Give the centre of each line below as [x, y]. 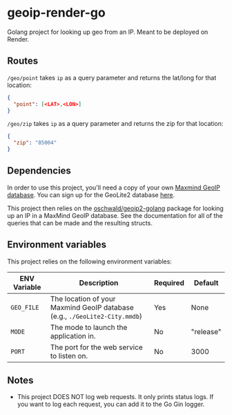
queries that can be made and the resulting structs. [80, 223]
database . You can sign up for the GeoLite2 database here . [91, 194]
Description [99, 283]
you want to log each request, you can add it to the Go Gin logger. [111, 404]
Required [170, 283]
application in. [73, 335]
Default [206, 283]
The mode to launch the [89, 327]
